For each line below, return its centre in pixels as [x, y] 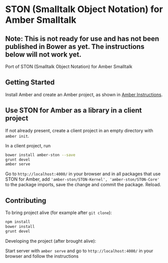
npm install [18, 222]
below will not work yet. [43, 54]
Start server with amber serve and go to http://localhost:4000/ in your [79, 250]
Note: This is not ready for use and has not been [82, 39]
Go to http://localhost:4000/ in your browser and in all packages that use [83, 174]
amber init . [17, 136]
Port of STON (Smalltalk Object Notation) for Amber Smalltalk [69, 66]
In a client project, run [28, 145]
